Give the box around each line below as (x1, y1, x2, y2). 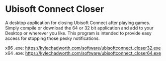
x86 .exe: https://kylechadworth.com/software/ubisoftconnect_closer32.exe (5, 45, 161, 51)
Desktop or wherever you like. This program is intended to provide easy (5, 30, 152, 36)
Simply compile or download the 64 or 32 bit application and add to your (5, 25, 154, 30)
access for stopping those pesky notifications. (5, 35, 100, 41)
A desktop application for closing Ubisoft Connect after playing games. (5, 20, 151, 26)
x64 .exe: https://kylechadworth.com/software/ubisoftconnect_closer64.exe (5, 50, 162, 56)
